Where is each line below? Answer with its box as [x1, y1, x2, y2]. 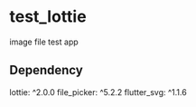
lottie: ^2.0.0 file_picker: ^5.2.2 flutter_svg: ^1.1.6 [9, 86, 187, 97]
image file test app [9, 36, 79, 47]
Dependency [9, 63, 83, 78]
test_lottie [9, 6, 88, 27]
